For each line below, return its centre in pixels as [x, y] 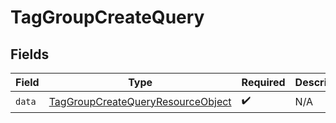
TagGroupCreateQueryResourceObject [140, 101]
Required [263, 82]
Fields [30, 54]
